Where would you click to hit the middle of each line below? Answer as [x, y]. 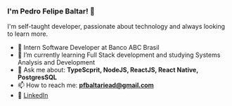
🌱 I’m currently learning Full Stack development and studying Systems [119, 55]
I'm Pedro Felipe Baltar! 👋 [51, 11]
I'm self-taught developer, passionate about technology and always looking [116, 27]
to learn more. [27, 34]
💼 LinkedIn [33, 95]
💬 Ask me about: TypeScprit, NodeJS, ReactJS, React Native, [108, 70]
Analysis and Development [56, 62]
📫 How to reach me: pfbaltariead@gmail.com [85, 85]
